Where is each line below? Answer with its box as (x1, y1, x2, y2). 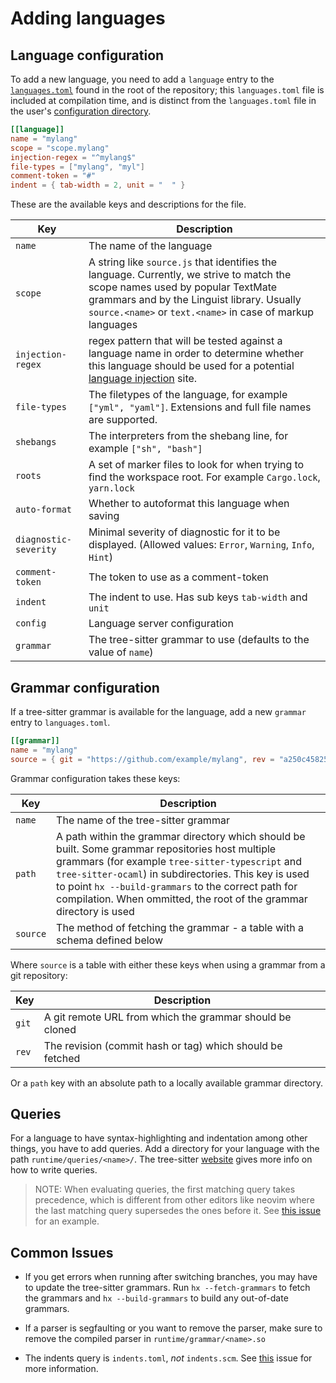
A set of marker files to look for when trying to (88, 458, 305, 472)
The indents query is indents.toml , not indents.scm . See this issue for (24, 1352, 313, 1364)
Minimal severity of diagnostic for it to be (88, 525, 281, 539)
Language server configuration (88, 617, 234, 631)
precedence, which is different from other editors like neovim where (34, 1194, 315, 1206)
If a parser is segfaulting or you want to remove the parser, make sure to (24, 1322, 323, 1334)
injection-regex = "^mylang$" (10, 152, 137, 162)
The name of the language (88, 239, 213, 253)
